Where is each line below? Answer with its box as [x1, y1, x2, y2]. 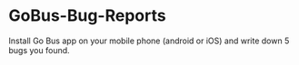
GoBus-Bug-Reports [8, 5, 166, 26]
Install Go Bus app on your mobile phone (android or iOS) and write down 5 [8, 35, 290, 46]
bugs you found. [8, 44, 70, 55]
